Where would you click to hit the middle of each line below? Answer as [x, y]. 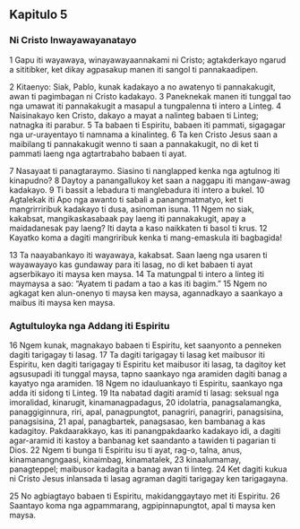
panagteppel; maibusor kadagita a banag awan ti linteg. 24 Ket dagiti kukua [148, 469]
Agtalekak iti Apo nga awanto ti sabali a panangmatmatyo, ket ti [126, 199]
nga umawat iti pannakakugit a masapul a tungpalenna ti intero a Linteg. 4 [146, 106]
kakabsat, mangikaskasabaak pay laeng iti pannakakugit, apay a [128, 218]
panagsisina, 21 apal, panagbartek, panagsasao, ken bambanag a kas [137, 421]
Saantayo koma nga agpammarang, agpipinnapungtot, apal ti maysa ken [142, 505]
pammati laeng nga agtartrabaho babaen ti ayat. [98, 153]
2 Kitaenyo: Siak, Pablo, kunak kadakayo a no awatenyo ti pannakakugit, [142, 87]
